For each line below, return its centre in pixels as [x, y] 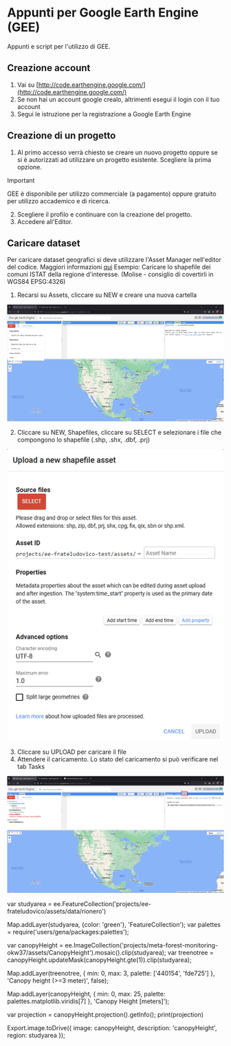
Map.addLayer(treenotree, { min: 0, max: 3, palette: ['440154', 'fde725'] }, [111, 973]
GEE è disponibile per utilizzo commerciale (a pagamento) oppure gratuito [112, 194]
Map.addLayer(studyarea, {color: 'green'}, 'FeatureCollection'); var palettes [114, 924]
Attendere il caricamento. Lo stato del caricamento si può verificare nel [118, 759]
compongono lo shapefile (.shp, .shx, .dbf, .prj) [84, 440]
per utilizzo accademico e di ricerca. [59, 201]
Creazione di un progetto [62, 136]
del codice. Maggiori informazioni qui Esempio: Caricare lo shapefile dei [109, 267]
